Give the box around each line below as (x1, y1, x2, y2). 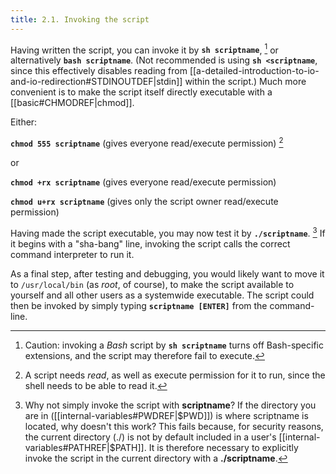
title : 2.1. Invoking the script (10, 14, 150, 25)
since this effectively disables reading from (10, 65, 188, 77)
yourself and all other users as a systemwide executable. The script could (10, 289, 315, 301)
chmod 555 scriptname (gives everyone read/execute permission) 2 (10, 136, 284, 149)
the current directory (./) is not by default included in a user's (24, 431, 277, 443)
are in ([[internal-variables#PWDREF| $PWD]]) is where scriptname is (24, 409, 309, 421)
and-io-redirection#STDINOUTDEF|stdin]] (10, 76, 183, 88)
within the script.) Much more (184, 76, 307, 88)
